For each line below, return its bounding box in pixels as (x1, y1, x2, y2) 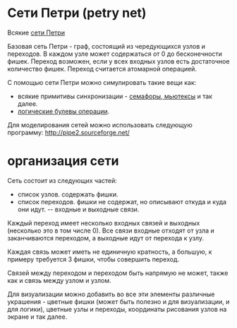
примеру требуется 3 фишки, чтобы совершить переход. (7, 254, 180, 263)
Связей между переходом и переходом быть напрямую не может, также (7, 269, 229, 277)
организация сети (7, 153, 119, 169)
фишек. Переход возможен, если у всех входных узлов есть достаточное (7, 57, 230, 65)
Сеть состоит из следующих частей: (7, 176, 118, 184)
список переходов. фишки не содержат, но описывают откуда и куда (17, 197, 227, 206)
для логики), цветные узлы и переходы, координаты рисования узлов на (7, 305, 227, 313)
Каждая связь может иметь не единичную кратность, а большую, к (7, 247, 212, 256)
